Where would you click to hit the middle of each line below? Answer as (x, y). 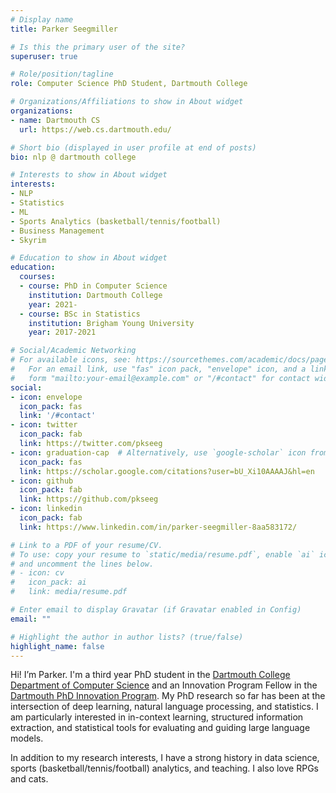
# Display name (42, 19)
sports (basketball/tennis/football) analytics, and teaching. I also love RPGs (164, 768)
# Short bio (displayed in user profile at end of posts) (133, 147)
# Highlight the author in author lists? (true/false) (127, 637)
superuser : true (44, 56)
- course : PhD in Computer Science (93, 286)
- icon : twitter (44, 425)
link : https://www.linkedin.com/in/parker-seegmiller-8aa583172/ (158, 527)
